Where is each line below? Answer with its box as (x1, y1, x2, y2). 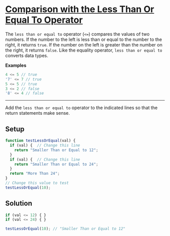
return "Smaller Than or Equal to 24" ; (14, 162, 99, 167)
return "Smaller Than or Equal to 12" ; (14, 148, 99, 153)
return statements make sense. (5, 110, 70, 116)
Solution (5, 199, 32, 208)
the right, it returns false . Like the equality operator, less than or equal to (5, 47, 162, 53)
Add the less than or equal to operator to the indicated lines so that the (5, 105, 158, 111)
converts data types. (5, 52, 49, 59)
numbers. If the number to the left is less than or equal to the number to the (5, 36, 162, 42)
